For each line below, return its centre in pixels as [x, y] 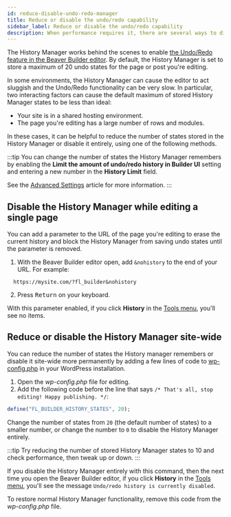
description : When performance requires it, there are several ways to [112, 33]
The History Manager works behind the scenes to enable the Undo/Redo [110, 52]
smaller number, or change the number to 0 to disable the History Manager [113, 429]
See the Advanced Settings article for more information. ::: [90, 185]
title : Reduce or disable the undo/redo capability [82, 20]
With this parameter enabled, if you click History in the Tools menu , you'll [111, 308]
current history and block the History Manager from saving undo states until [114, 241]
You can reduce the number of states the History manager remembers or [110, 354]
